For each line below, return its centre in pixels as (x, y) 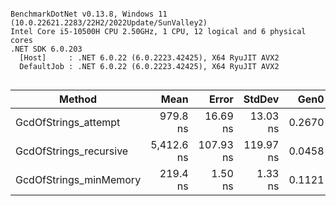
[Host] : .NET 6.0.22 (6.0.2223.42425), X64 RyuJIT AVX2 (149, 58)
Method (78, 99)
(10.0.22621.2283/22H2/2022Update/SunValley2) (109, 23)
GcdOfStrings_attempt (68, 122)
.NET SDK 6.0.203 (46, 49)
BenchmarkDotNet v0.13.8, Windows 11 (89, 14)
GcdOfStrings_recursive (72, 151)
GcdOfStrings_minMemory (78, 179)
